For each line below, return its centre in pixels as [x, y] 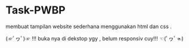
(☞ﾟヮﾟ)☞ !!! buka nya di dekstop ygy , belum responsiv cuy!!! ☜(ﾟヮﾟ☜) [95, 38]
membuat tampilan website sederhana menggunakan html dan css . [89, 26]
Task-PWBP [36, 10]
